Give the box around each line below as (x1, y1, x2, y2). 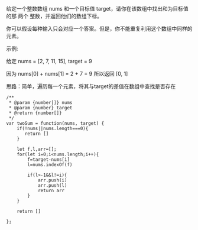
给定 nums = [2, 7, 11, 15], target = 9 (6, 58, 93, 64)
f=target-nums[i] (27, 157, 70, 163)
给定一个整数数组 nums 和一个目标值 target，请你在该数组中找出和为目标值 (6, 5, 189, 12)
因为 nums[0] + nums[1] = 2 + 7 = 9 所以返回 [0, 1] (6, 70, 128, 77)
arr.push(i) (37, 177, 67, 183)
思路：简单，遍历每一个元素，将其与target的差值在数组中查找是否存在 (6, 83, 176, 90)
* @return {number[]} (8, 110, 62, 116)
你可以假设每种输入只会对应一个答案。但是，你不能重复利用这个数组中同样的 (6, 25, 193, 32)
